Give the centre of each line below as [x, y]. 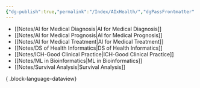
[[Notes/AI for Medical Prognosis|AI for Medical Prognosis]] [88, 35]
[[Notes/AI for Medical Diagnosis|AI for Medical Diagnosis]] [88, 29]
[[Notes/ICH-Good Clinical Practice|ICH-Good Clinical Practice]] [94, 54]
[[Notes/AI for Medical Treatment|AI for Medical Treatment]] [89, 41]
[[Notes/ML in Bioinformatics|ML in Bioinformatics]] [78, 60]
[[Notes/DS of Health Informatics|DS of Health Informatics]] [89, 48]
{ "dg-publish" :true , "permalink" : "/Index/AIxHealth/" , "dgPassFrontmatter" [100, 12]
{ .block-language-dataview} [41, 78]
